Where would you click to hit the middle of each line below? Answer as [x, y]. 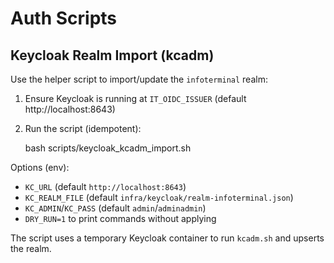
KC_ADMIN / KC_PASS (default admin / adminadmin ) [115, 208]
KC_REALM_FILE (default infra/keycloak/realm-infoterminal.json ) [159, 197]
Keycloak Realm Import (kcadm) [112, 55]
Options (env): [40, 167]
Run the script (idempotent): [83, 128]
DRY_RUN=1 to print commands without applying [120, 218]
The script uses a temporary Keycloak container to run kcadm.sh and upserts [167, 238]
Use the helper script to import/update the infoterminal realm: [139, 79]
